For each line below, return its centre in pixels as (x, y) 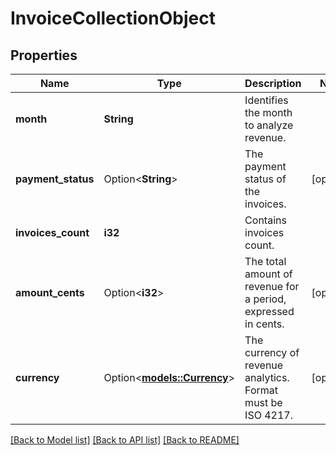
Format (261, 390)
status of (265, 179)
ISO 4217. (268, 415)
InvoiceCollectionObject (113, 18)
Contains (265, 220)
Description (273, 83)
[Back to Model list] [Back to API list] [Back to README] (125, 440)
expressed (269, 311)
